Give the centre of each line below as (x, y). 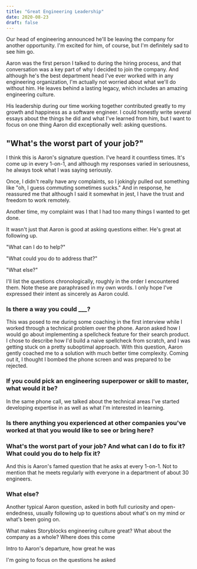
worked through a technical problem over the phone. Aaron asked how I (93, 328)
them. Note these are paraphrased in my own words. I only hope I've (89, 288)
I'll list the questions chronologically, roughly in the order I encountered (93, 281)
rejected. (17, 366)
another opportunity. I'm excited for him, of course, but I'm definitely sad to (97, 45)
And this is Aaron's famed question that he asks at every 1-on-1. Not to (92, 466)
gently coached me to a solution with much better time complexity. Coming (97, 353)
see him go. (20, 52)
